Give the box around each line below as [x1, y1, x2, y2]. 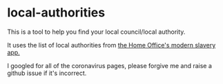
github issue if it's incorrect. [7, 69, 87, 77]
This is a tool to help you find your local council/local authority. [7, 28, 186, 36]
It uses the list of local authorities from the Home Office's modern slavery [7, 41, 216, 49]
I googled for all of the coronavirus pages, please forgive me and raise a [7, 61, 213, 70]
